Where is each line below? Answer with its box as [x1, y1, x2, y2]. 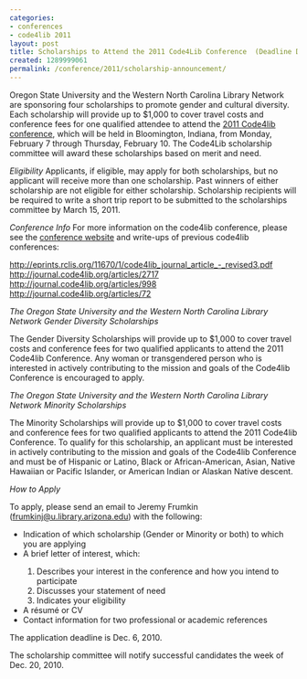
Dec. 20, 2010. [9, 659, 64, 670]
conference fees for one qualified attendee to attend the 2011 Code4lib [9, 118, 276, 129]
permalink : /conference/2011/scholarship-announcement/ [9, 65, 227, 74]
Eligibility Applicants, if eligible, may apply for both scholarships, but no [9, 165, 279, 176]
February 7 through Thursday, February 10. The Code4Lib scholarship [9, 138, 272, 149]
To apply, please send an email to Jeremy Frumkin [9, 501, 198, 512]
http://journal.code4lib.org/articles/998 [9, 278, 157, 289]
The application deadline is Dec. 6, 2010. [9, 631, 163, 642]
